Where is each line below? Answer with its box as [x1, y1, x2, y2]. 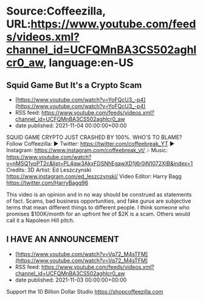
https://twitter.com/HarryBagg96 [6, 179, 89, 186]
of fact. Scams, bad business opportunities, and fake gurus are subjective [6, 197, 191, 205]
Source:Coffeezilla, [6, 4, 106, 18]
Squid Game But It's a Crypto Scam [6, 80, 142, 90]
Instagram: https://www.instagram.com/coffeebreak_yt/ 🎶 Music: [6, 147, 168, 154]
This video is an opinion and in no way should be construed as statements [6, 191, 192, 198]
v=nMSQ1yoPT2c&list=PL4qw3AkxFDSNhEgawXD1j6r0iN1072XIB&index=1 [6, 160, 193, 167]
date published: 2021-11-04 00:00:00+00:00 [15, 122, 127, 129]
